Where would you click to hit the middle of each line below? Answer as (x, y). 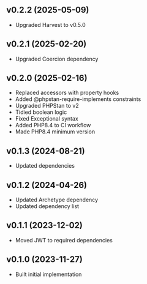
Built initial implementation (48, 274)
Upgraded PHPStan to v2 (47, 106)
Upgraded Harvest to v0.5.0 (50, 24)
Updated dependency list (47, 206)
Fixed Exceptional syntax (47, 119)
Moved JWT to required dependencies (64, 240)
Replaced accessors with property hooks (67, 93)
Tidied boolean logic (41, 112)
